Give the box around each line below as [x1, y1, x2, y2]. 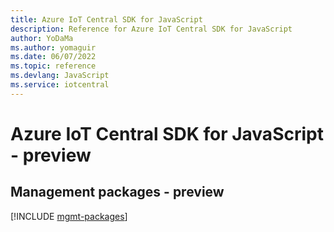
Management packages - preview [10, 184, 225, 201]
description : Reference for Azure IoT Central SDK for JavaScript [10, 24, 293, 34]
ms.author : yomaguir [10, 42, 97, 53]
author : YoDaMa [10, 33, 74, 43]
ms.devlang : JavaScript [10, 71, 110, 81]
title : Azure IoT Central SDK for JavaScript [10, 14, 203, 25]
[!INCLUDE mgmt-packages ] [10, 210, 128, 222]
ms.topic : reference [10, 61, 97, 71]
